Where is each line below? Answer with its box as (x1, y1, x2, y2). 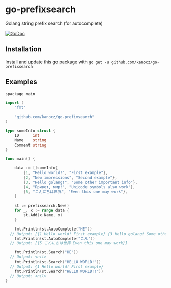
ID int (14, 133, 40, 138)
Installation (5, 45, 42, 54)
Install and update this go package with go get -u (5, 59, 109, 65)
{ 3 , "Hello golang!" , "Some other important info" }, (23, 180, 138, 185)
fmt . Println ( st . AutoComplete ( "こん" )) (14, 236, 95, 241)
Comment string (14, 142, 47, 148)
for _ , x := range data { (14, 208, 70, 213)
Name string (14, 137, 47, 143)
